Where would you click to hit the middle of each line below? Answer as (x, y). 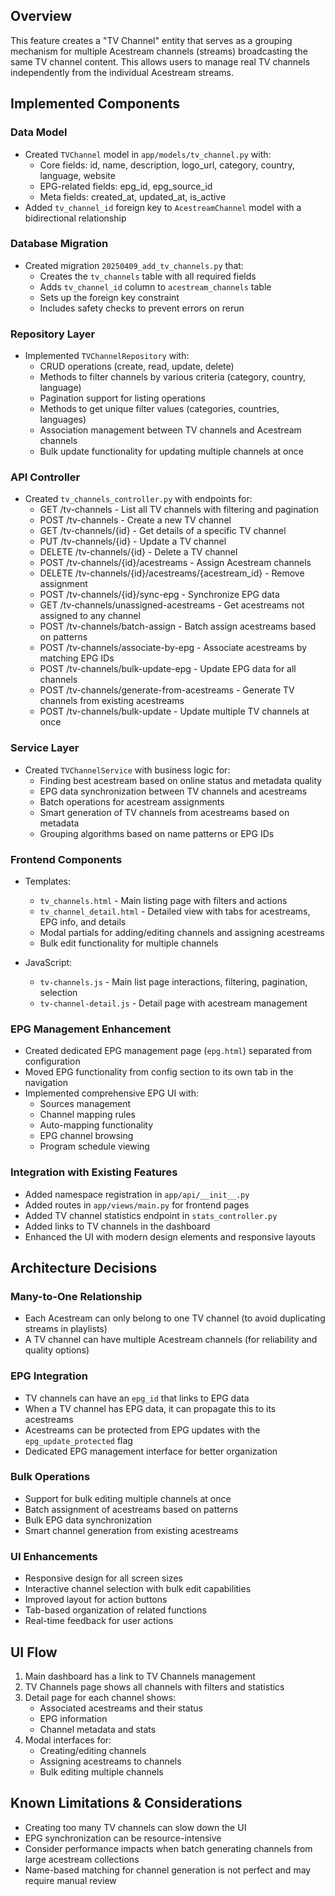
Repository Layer (53, 334)
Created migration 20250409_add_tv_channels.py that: (134, 265)
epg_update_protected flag (78, 1440)
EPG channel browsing (86, 1136)
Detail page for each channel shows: (100, 1697)
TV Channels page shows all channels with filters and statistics (154, 1686)
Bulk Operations (50, 1477)
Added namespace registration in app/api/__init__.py (137, 1194)
